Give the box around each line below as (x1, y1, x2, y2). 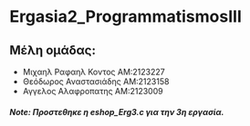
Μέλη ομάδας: (9, 43, 96, 58)
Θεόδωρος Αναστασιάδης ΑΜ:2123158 (22, 76, 170, 87)
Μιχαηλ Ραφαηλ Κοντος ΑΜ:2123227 (22, 66, 166, 77)
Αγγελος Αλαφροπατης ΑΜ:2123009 (22, 86, 163, 96)
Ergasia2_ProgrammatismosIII (9, 6, 242, 27)
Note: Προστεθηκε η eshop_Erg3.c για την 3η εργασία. (9, 106, 225, 117)
